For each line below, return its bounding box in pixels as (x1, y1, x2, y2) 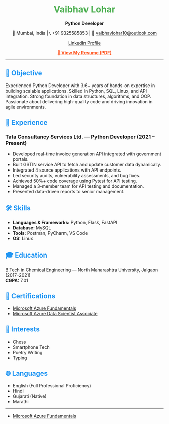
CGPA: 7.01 (5, 278, 29, 284)
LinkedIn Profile (68, 40, 101, 46)
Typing (12, 355, 27, 361)
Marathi (12, 398, 29, 404)
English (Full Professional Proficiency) (12, 382, 92, 388)
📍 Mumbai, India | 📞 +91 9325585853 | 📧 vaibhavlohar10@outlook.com (12, 30, 157, 36)
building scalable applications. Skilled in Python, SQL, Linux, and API (5, 88, 147, 94)
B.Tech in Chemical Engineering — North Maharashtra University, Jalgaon (5, 267, 158, 273)
